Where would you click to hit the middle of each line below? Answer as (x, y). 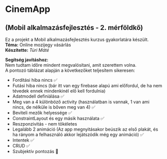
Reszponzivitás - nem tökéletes (45, 124)
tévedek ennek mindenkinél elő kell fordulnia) (59, 91)
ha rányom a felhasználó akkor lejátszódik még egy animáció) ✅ (78, 135)
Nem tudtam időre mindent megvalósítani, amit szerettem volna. (71, 65)
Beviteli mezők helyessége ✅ (42, 113)
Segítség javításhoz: (27, 60)
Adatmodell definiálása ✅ (38, 96)
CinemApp (28, 9)
